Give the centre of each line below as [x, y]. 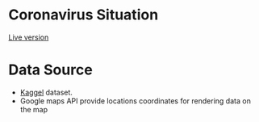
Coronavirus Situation [84, 15]
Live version [29, 37]
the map [34, 109]
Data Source [50, 70]
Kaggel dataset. [46, 92]
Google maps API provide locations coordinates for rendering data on [136, 101]
